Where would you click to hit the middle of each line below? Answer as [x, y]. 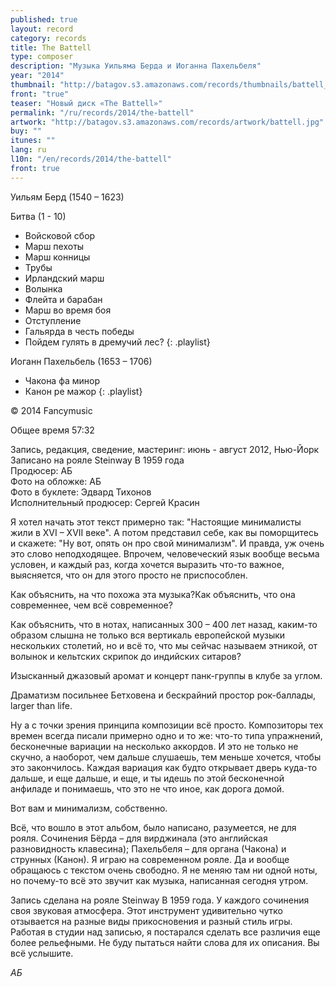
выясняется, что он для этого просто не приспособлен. [129, 575]
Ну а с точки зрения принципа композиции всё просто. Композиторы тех [167, 725]
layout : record [42, 29]
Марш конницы [57, 257]
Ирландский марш [64, 278]
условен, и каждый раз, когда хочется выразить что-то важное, [147, 564]
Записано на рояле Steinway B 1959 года [97, 460]
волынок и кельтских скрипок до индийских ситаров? [126, 656]
